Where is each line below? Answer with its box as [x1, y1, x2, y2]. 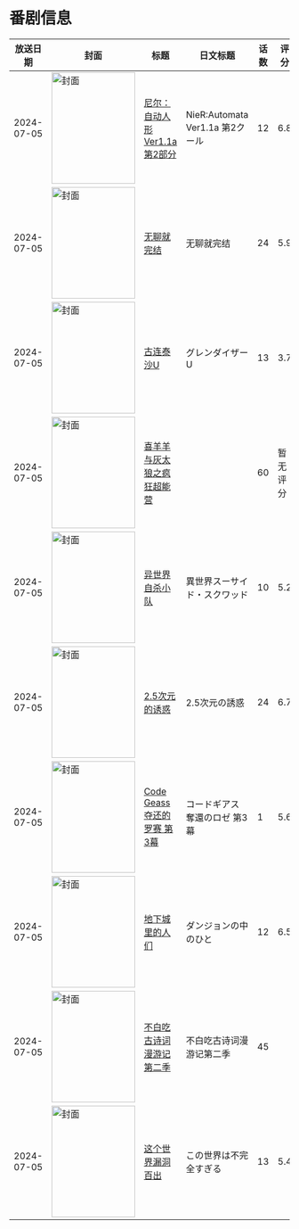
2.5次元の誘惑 [185, 697, 245, 709]
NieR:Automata [185, 108, 249, 120]
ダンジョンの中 [185, 920, 249, 932]
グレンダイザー [185, 346, 249, 359]
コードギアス [185, 797, 240, 810]
